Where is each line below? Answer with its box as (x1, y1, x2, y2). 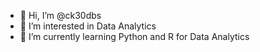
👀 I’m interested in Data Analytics (19, 20, 157, 32)
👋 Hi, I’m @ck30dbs (19, 10, 102, 21)
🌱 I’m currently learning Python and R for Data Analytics (19, 31, 250, 42)
